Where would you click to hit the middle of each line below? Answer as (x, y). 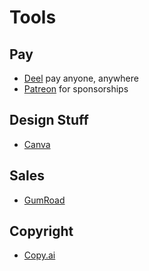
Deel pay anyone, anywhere (81, 78)
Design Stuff (49, 120)
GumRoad (44, 200)
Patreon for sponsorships (76, 89)
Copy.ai (39, 255)
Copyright (41, 231)
